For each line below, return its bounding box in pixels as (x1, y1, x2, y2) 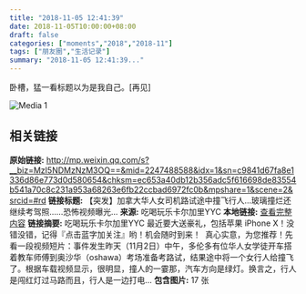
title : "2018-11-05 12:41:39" (9, 13, 125, 23)
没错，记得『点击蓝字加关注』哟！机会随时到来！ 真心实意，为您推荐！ (16, 228, 285, 239)
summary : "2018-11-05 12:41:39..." (9, 56, 145, 65)
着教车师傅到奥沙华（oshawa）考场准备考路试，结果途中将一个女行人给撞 (9, 251, 287, 262)
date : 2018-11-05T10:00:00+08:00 (9, 22, 137, 31)
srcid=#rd (9, 195, 47, 206)
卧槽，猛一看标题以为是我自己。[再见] (9, 82, 152, 92)
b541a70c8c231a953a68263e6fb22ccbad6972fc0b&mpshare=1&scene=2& (9, 184, 293, 195)
